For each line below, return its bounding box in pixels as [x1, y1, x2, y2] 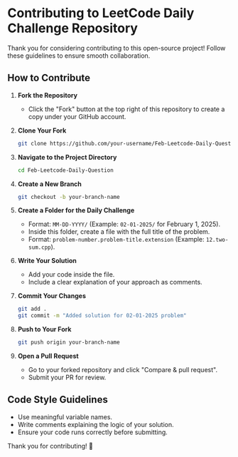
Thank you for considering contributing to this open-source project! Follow [7, 43, 226, 52]
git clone [17, 140, 48, 147]
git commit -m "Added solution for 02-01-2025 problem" [17, 312, 187, 319]
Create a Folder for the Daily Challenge [17, 206, 135, 215]
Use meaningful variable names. [17, 412, 112, 421]
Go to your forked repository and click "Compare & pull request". [28, 366, 218, 374]
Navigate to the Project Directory [17, 153, 117, 161]
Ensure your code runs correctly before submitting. [17, 428, 168, 436]
